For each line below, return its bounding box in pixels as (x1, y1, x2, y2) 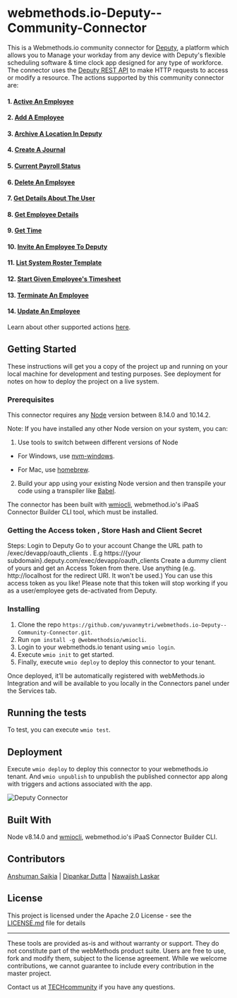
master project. (7, 969, 51, 978)
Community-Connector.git (17, 629, 91, 636)
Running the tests (7, 706, 87, 718)
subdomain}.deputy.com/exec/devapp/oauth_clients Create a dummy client (7, 557, 227, 565)
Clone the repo (17, 620, 61, 629)
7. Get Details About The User (7, 194, 95, 203)
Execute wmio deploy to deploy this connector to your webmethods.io (7, 765, 209, 773)
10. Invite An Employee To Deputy (7, 242, 108, 251)
